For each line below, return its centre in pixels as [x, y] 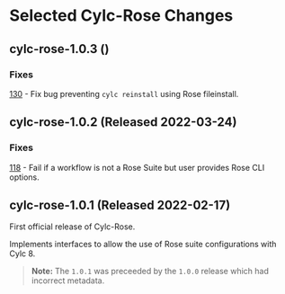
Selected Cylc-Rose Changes [121, 16]
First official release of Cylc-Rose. [72, 227]
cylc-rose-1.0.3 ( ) [59, 49]
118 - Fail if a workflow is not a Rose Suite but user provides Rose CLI [137, 167]
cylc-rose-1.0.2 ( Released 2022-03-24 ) [123, 122]
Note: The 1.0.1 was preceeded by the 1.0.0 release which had [150, 272]
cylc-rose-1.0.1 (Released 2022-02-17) [120, 205]
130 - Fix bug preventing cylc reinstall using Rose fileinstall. [124, 94]
